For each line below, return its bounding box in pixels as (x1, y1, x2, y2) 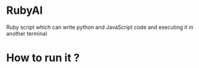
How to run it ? (6, 51, 80, 65)
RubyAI (6, 4, 43, 17)
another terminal (6, 29, 47, 37)
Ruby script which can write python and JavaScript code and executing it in (6, 23, 194, 31)
